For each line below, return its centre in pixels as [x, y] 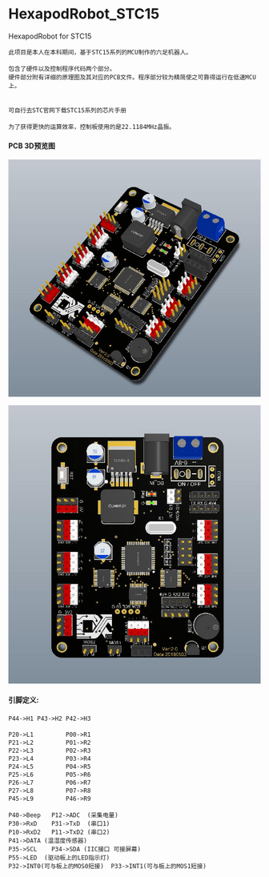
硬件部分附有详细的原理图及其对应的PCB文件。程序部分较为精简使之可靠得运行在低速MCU [132, 77]
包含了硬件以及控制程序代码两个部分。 [62, 69]
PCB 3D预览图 [32, 146]
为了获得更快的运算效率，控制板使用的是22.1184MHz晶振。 [92, 127]
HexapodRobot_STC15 [84, 14]
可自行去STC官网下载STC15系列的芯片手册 [67, 110]
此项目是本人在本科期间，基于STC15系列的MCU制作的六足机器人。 [100, 52]
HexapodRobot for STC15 [50, 36]
